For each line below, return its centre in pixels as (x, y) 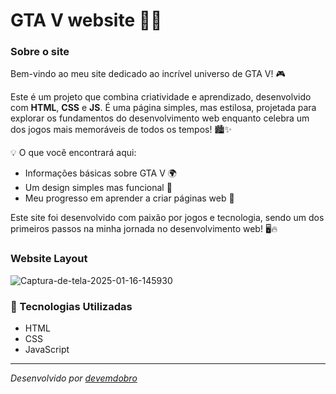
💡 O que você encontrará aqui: (73, 153)
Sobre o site (40, 52)
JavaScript (47, 350)
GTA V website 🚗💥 (86, 20)
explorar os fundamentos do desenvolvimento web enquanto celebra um (160, 118)
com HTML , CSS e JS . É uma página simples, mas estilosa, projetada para (163, 108)
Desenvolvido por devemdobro (74, 378)
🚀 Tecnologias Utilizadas (71, 306)
